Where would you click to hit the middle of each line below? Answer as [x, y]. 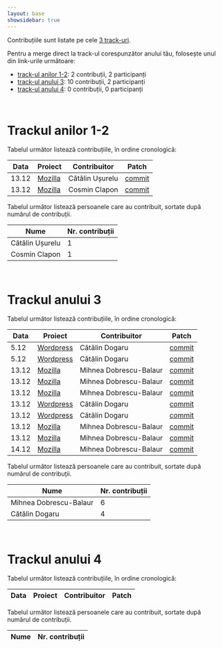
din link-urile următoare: [42, 60]
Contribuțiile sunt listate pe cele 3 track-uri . [69, 40]
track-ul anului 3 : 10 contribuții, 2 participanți [81, 81]
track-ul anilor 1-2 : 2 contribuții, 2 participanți [82, 74]
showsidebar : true [34, 20]
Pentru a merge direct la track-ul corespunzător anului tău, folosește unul [111, 53]
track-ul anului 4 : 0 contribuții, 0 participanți [80, 89]
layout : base [26, 14]
